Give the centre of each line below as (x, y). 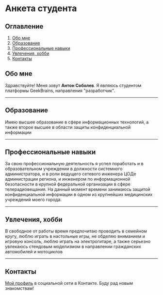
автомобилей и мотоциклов (34, 252)
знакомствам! (19, 288)
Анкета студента (41, 8)
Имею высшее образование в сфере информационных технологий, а (77, 122)
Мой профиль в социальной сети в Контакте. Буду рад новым (69, 283)
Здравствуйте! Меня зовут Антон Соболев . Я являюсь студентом (73, 85)
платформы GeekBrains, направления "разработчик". (60, 91)
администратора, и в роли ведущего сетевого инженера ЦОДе (71, 174)
